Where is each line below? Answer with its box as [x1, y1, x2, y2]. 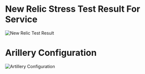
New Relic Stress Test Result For [5, 3, 141, 15]
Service [5, 14, 38, 25]
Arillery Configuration [5, 48, 97, 58]
